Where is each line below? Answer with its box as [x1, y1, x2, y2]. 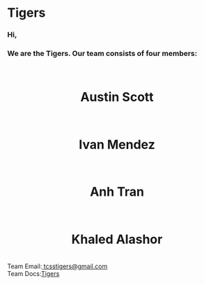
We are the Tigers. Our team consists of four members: [7, 49, 198, 59]
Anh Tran [89, 184, 145, 200]
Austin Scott [79, 89, 155, 105]
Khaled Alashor [71, 232, 163, 247]
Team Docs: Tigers [7, 270, 60, 278]
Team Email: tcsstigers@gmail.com [7, 262, 108, 270]
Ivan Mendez [79, 136, 155, 152]
